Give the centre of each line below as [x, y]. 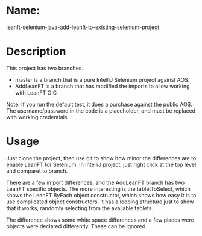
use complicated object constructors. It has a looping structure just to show [100, 202]
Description [36, 51]
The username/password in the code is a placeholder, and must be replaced [101, 110]
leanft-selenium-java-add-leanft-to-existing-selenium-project [83, 27]
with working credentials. [38, 117]
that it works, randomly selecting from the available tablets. [80, 208]
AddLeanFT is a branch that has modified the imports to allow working [102, 86]
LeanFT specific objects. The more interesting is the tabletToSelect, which [99, 189]
